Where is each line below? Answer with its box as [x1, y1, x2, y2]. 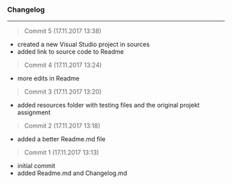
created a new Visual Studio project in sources [17, 40, 150, 49]
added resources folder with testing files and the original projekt [17, 101, 200, 110]
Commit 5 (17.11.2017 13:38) [23, 27, 102, 35]
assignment [17, 108, 50, 116]
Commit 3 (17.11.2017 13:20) [23, 88, 102, 96]
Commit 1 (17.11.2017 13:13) [23, 148, 99, 156]
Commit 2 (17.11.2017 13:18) [23, 122, 101, 130]
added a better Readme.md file [17, 135, 106, 143]
